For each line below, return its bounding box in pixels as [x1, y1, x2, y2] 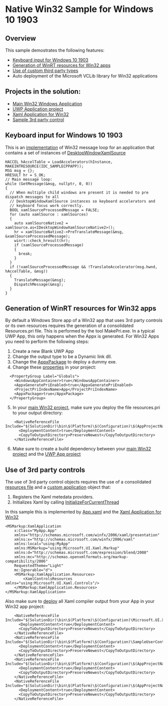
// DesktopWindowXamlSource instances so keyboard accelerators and [9, 198, 155, 203]
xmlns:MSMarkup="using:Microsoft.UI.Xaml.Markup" [14, 546, 120, 551]
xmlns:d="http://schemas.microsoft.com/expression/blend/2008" [14, 550, 149, 555]
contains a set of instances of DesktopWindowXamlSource [5, 149, 126, 155]
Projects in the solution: [5, 87, 81, 96]
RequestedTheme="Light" [14, 563, 64, 568]
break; [18, 251, 32, 256]
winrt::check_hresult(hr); [14, 238, 70, 243]
